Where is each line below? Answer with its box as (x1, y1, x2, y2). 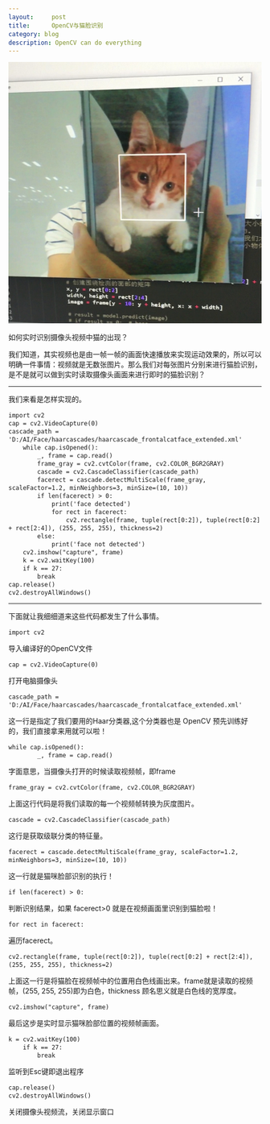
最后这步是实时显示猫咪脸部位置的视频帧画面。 (8, 1018, 163, 1028)
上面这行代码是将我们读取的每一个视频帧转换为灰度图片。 (8, 798, 198, 809)
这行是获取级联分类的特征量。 (8, 831, 107, 841)
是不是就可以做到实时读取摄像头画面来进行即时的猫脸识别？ (8, 370, 206, 380)
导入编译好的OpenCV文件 (8, 644, 93, 653)
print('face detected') (51, 500, 131, 508)
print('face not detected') (51, 541, 146, 549)
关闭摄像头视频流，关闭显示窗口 (8, 1107, 114, 1117)
